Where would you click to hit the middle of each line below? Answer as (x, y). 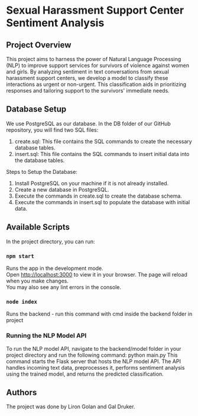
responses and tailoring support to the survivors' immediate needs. (88, 90)
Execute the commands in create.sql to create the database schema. (98, 196)
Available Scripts (38, 227)
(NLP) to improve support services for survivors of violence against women (98, 65)
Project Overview (39, 45)
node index (22, 301)
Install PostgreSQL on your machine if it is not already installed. (92, 183)
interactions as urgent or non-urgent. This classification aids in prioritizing (96, 84)
